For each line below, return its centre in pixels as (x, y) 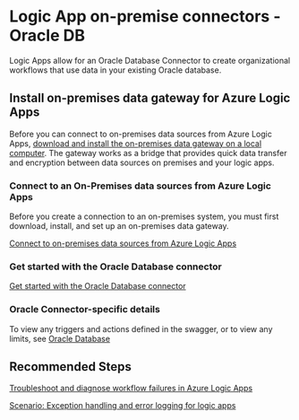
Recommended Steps (70, 367)
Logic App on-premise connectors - (145, 17)
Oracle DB (47, 35)
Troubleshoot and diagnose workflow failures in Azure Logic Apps (131, 389)
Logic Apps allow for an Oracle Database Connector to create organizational (150, 60)
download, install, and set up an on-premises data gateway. (120, 226)
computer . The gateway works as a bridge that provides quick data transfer (148, 153)
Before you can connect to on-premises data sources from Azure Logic (141, 134)
